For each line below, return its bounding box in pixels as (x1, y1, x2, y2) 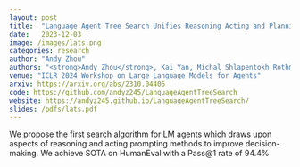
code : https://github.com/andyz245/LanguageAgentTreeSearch (9, 88, 238, 96)
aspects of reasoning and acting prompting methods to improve (9, 138, 244, 149)
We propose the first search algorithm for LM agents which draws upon (9, 129, 272, 139)
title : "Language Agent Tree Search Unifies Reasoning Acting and (9, 21, 266, 30)
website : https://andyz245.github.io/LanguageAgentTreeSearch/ (9, 96, 250, 105)
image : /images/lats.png (9, 38, 102, 47)
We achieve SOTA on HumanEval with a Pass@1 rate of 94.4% (40, 148, 270, 159)
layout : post (9, 13, 58, 22)
